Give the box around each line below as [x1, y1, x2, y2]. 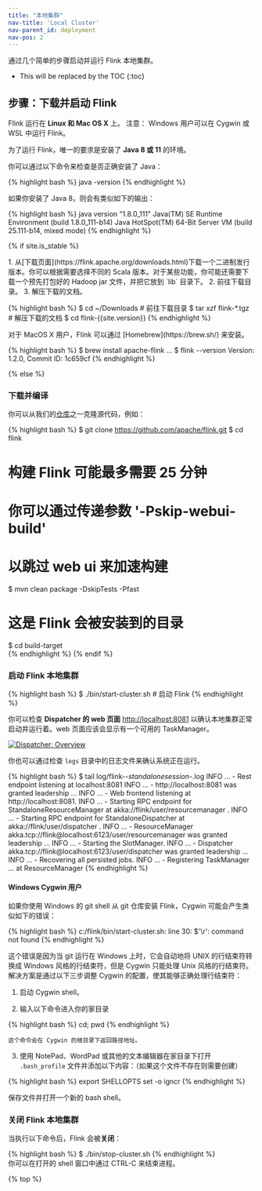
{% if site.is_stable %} [8, 241, 80, 251]
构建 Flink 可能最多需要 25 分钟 [8, 464, 207, 481]
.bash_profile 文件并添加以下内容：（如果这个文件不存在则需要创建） [19, 1061, 242, 1071]
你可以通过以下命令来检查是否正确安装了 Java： [8, 162, 163, 171]
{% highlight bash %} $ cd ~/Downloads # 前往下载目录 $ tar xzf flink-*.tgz [8, 304, 250, 313]
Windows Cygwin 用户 [8, 882, 82, 891]
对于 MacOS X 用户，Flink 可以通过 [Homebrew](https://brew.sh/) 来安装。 [8, 330, 249, 340]
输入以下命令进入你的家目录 [19, 1004, 109, 1014]
